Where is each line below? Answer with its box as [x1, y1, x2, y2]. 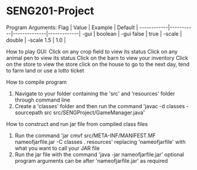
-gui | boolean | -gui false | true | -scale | [82, 30, 182, 37]
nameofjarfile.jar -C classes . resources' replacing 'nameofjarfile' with [14, 138, 186, 145]
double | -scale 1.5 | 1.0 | [6, 36, 66, 43]
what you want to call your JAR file [14, 144, 100, 152]
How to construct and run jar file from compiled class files [6, 120, 148, 127]
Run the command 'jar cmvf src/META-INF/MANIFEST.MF [14, 132, 156, 139]
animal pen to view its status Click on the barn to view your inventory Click [6, 54, 189, 61]
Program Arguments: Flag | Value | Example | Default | [6, 24, 138, 31]
